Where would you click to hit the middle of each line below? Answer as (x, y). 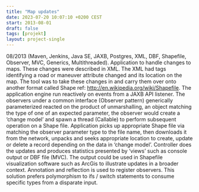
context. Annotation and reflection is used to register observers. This (90, 170)
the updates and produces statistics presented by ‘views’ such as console (97, 151)
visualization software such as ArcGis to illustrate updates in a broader (92, 163)
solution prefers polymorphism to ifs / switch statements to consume (90, 176)
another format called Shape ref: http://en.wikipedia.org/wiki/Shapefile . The (99, 88)
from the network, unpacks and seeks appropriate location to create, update (99, 138)
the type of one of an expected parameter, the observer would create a (93, 113)
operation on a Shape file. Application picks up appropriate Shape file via (96, 126)
